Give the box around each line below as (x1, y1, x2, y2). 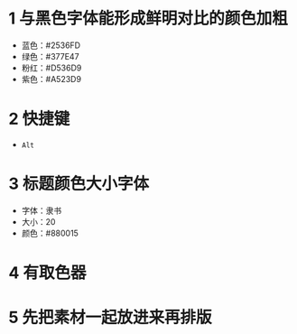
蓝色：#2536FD (21, 40, 81, 51)
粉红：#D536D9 (21, 62, 82, 73)
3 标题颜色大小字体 (8, 173, 150, 194)
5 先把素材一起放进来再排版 (8, 308, 213, 328)
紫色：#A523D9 (21, 73, 82, 84)
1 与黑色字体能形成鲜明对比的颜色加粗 (8, 8, 288, 29)
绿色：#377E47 (21, 51, 79, 61)
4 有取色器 (8, 263, 87, 283)
